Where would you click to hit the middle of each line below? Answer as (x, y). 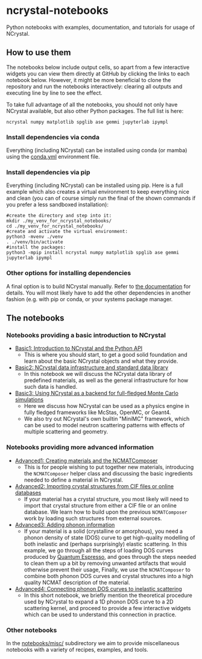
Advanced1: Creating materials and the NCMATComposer (86, 460)
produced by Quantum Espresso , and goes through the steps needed (110, 556)
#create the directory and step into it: (59, 216)
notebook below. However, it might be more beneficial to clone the (89, 80)
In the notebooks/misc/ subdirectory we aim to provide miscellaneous (93, 643)
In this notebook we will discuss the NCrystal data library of (98, 374)
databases (28, 492)
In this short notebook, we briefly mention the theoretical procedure (108, 595)
